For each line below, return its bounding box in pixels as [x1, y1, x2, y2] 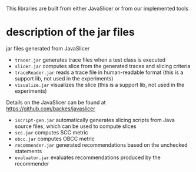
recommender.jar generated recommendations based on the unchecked [14, 141, 188, 149]
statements [14, 147, 42, 154]
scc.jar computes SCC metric [14, 129, 88, 136]
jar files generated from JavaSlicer [6, 45, 90, 52]
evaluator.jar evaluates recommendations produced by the [14, 154, 161, 161]
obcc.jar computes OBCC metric [14, 135, 95, 142]
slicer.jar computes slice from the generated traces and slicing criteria [14, 62, 191, 69]
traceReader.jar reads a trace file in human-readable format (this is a [14, 69, 184, 76]
